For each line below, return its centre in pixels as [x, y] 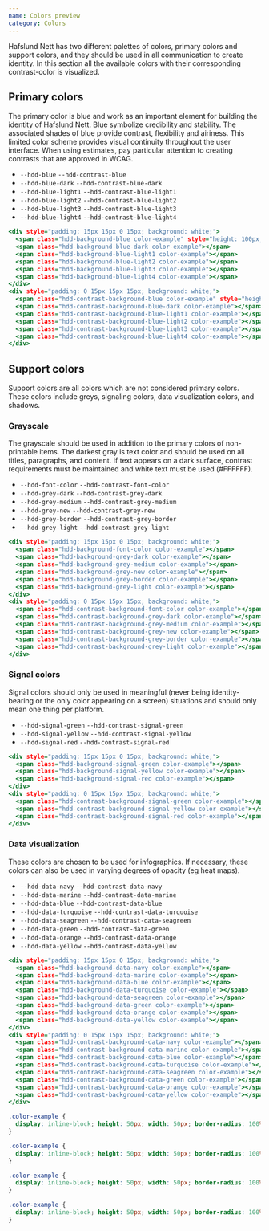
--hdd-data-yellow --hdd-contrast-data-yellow [98, 946]
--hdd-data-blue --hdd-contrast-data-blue [91, 903]
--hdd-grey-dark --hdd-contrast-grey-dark [91, 494]
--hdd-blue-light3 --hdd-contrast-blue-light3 [98, 210]
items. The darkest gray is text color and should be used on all [142, 452]
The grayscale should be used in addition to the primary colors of [116, 443]
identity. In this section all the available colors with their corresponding [125, 63]
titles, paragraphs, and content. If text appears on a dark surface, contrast [130, 461]
